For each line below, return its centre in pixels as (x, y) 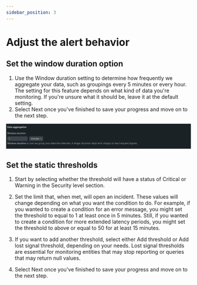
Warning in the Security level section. (60, 186)
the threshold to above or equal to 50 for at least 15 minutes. (87, 228)
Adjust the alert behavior (68, 42)
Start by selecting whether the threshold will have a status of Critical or (100, 179)
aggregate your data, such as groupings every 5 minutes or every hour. (101, 84)
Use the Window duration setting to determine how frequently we (94, 78)
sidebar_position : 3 (31, 12)
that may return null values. (47, 258)
